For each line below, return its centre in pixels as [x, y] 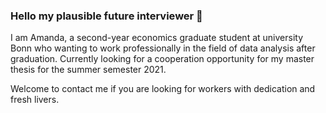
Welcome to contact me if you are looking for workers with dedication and [163, 89]
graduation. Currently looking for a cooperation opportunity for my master [162, 59]
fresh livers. [35, 100]
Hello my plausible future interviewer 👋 [106, 16]
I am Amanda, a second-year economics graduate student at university [157, 38]
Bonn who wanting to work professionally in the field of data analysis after [163, 48]
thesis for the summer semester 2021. [88, 70]
